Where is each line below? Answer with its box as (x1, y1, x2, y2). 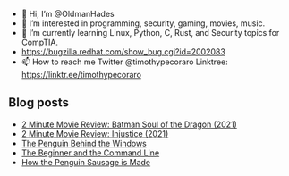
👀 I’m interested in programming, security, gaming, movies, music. (21, 18, 266, 29)
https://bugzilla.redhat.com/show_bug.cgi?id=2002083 (21, 46, 225, 57)
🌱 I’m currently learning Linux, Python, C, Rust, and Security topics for (21, 28, 280, 38)
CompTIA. (21, 37, 59, 47)
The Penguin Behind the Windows (21, 138, 147, 148)
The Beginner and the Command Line (21, 147, 160, 158)
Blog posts (8, 95, 69, 111)
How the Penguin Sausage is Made (21, 156, 151, 167)
